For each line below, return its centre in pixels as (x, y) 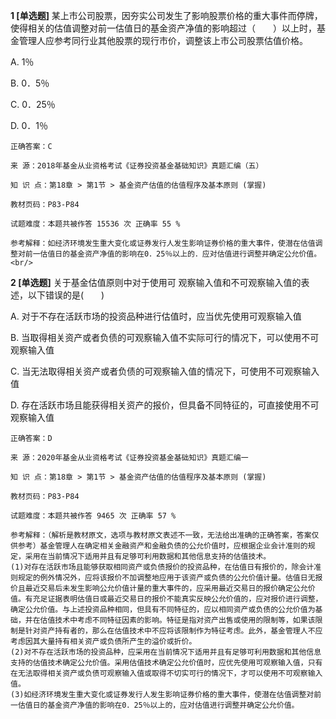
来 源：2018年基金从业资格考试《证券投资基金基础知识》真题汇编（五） (137, 166)
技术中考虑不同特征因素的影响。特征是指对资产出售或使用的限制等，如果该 (185, 620)
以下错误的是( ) (66, 295)
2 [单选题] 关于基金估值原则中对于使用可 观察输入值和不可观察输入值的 (156, 282)
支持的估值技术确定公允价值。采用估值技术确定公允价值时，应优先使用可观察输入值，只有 (166, 663)
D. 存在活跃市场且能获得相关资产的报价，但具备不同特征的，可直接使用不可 (165, 405)
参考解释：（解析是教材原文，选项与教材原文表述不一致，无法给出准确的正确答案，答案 (161, 535)
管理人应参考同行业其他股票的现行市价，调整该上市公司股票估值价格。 (163, 40)
